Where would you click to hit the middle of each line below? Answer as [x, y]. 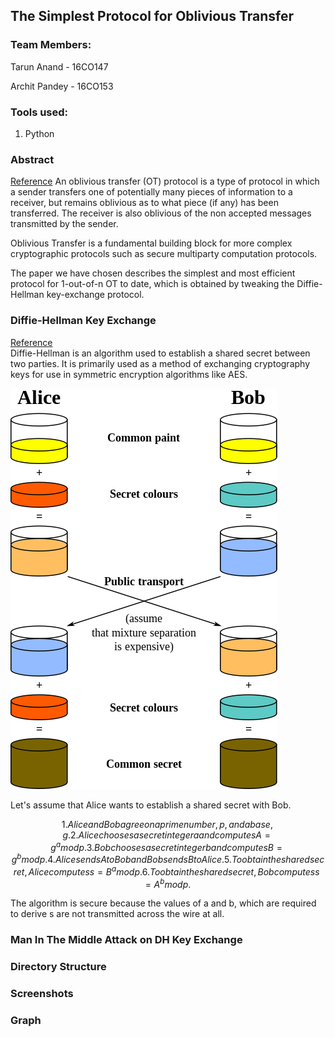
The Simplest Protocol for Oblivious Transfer [152, 16]
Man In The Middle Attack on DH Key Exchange [126, 940]
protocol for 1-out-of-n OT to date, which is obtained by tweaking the [152, 284]
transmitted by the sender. [64, 224]
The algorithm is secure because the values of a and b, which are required [163, 903]
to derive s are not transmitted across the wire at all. [117, 914]
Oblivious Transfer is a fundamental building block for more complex [151, 243]
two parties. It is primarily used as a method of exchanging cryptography [160, 363]
